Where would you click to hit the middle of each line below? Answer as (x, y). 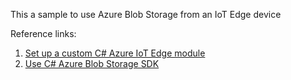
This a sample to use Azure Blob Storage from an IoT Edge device (146, 14)
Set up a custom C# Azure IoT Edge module (115, 53)
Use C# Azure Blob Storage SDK (92, 63)
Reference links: (43, 33)
